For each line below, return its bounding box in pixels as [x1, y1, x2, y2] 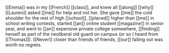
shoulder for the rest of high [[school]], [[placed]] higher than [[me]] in [5, 15, 155, 21]
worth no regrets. [5, 42, 42, 47]
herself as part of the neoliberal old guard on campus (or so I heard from [5, 31, 159, 37]
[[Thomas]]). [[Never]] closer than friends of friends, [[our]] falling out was [5, 36, 163, 42]
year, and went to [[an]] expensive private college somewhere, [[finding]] [5, 26, 160, 32]
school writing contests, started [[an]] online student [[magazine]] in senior [5, 20, 164, 26]
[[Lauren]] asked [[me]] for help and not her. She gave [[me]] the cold [5, 10, 153, 16]
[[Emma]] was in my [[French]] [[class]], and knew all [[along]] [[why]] [5, 5, 154, 10]
